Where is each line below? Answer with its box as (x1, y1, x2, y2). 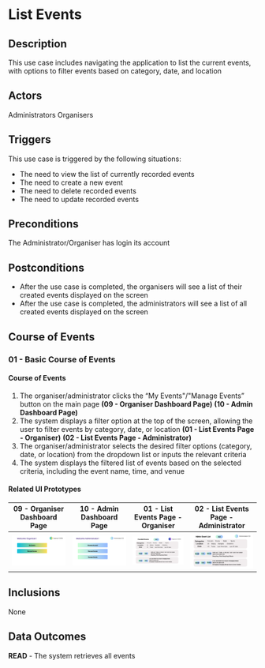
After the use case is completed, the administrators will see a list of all (19, 298, 247, 309)
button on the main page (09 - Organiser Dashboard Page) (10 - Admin (19, 399, 254, 408)
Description (8, 37, 67, 51)
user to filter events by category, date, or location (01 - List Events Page (19, 424, 255, 433)
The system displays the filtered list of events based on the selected (19, 458, 242, 467)
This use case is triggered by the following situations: (8, 154, 181, 163)
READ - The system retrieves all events (8, 651, 136, 660)
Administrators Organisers (8, 110, 94, 119)
